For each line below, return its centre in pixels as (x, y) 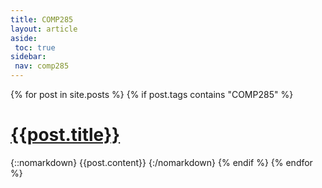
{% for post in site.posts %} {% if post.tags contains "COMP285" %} (152, 94)
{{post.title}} (65, 135)
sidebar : (28, 57)
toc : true (35, 47)
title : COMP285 (42, 19)
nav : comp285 (42, 66)
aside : (24, 38)
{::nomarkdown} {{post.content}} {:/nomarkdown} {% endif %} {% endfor (161, 162)
